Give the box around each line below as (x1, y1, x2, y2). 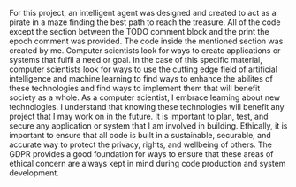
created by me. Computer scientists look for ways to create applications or (9, 45, 281, 56)
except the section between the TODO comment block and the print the (9, 27, 269, 36)
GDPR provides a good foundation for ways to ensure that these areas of (9, 149, 274, 159)
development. (9, 168, 59, 178)
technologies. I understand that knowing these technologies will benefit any (9, 102, 285, 112)
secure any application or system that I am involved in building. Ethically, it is (9, 121, 288, 131)
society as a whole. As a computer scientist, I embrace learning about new (9, 92, 281, 103)
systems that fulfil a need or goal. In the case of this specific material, (9, 55, 263, 65)
